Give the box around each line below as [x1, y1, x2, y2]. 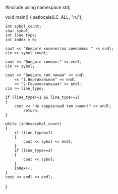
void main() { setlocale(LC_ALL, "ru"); [5, 14, 83, 20]
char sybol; [5, 28, 30, 33]
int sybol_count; [5, 24, 42, 29]
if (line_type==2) [14, 148, 53, 153]
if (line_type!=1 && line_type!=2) [5, 95, 80, 100]
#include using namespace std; [5, 5, 71, 10]
